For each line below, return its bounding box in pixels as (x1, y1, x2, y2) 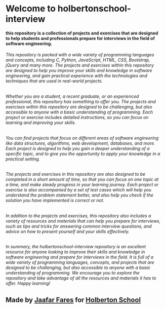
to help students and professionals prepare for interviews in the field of (5, 35, 155, 41)
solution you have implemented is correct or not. (5, 197, 105, 203)
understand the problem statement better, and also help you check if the (5, 192, 154, 198)
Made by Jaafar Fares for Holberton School (5, 296, 141, 304)
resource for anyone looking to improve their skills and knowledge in (5, 249, 145, 255)
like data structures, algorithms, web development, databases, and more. (5, 140, 156, 146)
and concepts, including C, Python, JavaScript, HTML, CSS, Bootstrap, (5, 57, 150, 63)
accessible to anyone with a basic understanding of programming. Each (5, 109, 153, 115)
